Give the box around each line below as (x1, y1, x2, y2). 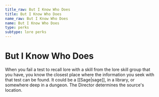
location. (5, 87, 23, 93)
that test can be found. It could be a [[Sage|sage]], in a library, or (5, 77, 135, 82)
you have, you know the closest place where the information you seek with (5, 71, 154, 78)
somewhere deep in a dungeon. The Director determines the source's (5, 82, 144, 88)
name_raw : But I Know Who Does (5, 16, 68, 21)
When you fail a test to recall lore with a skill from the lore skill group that (5, 66, 150, 72)
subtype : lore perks (5, 30, 47, 34)
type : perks (5, 25, 29, 30)
